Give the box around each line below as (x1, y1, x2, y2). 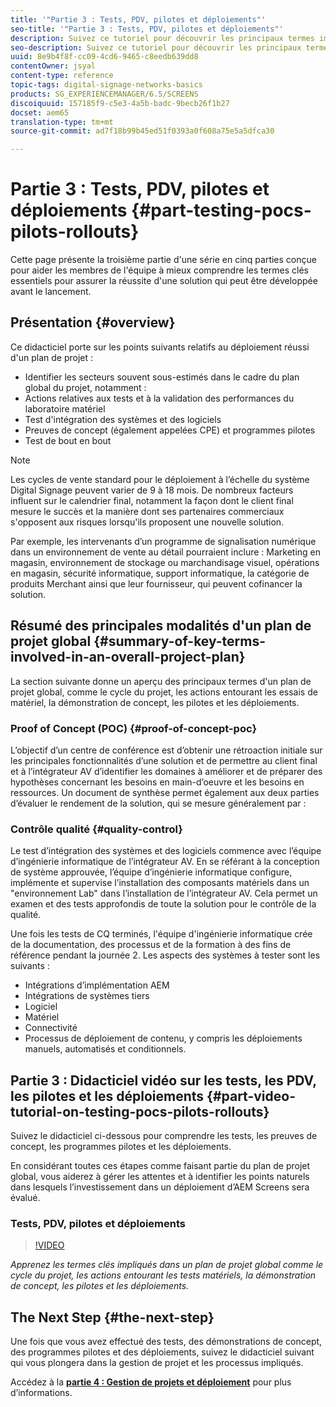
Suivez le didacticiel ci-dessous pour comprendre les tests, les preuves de (10, 1130, 318, 1142)
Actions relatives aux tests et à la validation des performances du (24, 392, 295, 404)
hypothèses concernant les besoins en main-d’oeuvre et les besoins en (10, 776, 305, 788)
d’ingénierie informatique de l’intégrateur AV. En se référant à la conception (10, 856, 320, 868)
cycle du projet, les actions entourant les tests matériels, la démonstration (10, 1269, 317, 1281)
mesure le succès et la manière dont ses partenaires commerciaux (10, 505, 285, 517)
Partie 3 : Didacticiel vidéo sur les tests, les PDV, (10, 1072, 317, 1089)
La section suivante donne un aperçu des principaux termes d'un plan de (10, 675, 312, 687)
